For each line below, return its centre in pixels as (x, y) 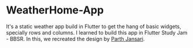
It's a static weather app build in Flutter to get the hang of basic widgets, (94, 26)
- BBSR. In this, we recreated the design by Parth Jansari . (75, 39)
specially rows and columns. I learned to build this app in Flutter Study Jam (97, 32)
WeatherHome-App (55, 10)
